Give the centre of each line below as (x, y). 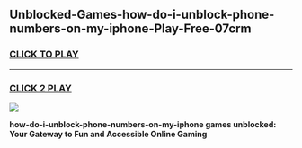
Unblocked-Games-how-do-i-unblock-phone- (142, 15)
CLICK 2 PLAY (40, 88)
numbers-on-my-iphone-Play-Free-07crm (130, 29)
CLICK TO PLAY (44, 55)
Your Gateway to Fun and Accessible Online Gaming (108, 134)
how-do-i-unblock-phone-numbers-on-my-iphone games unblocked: (143, 124)
